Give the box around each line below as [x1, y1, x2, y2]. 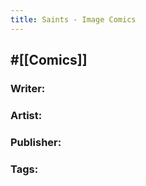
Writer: [10, 81, 46, 95]
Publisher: [10, 135, 62, 149]
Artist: [10, 108, 43, 122]
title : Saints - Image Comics [10, 14, 137, 25]
